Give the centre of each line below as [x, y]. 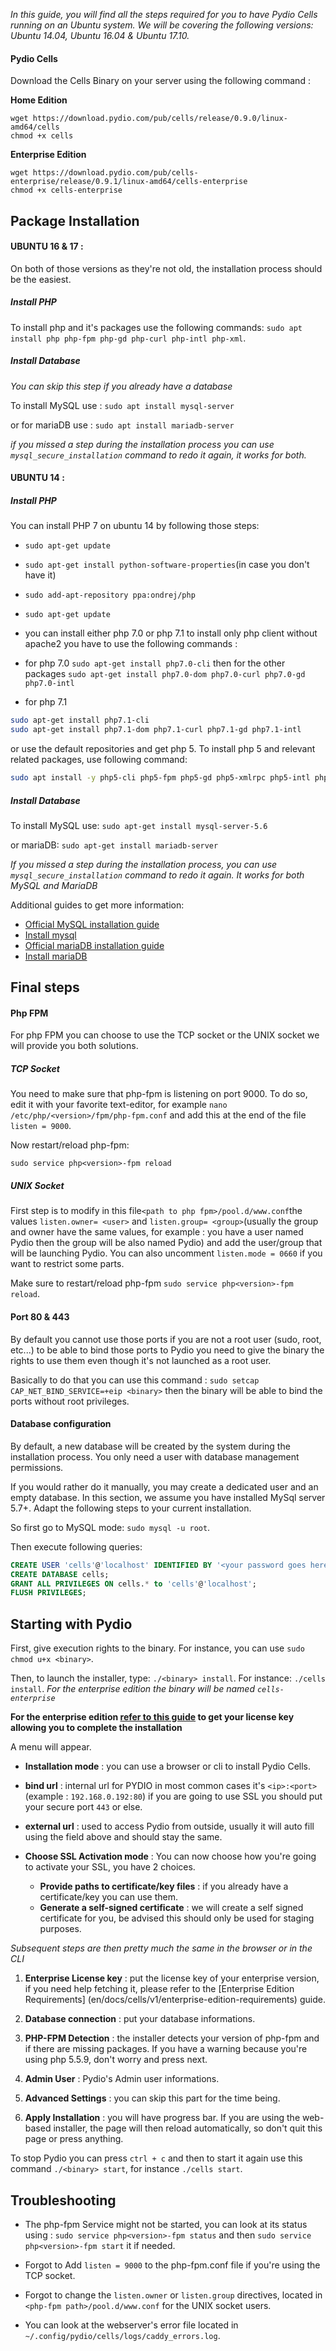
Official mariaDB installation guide [94, 945]
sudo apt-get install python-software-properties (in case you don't [167, 565]
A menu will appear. [51, 1747]
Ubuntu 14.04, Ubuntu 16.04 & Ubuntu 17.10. [100, 35]
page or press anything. [74, 2139]
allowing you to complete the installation [96, 1728]
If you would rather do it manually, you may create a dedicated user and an [164, 1486]
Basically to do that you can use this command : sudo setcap [135, 1380]
